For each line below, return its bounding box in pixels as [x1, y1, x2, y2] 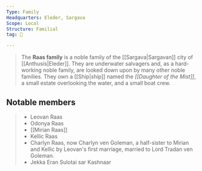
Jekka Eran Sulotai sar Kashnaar [30, 158, 112, 166]
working [21, 66, 42, 74]
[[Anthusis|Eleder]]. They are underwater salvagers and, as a [21, 60, 174, 68]
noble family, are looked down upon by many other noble [42, 66, 186, 74]
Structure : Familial [6, 26, 59, 32]
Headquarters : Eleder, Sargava [6, 15, 86, 21]
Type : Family [6, 9, 39, 15]
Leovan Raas [30, 113, 62, 120]
